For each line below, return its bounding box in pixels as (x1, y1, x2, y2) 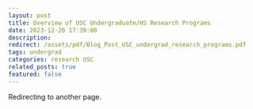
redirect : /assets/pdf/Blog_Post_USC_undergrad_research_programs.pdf (8, 41, 247, 49)
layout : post (8, 11, 52, 20)
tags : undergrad (8, 48, 62, 56)
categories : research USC (8, 56, 94, 64)
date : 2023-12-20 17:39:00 (8, 26, 98, 34)
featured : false (8, 70, 62, 78)
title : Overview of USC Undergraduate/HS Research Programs (8, 19, 212, 27)
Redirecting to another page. (8, 92, 102, 101)
